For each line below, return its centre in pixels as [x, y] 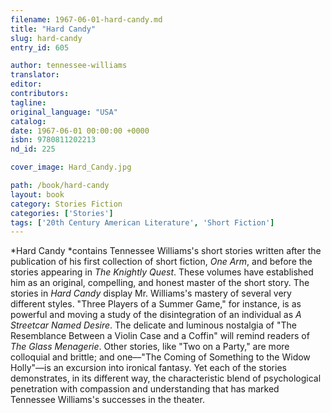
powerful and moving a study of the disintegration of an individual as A [156, 315]
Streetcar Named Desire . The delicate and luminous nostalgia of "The [153, 325]
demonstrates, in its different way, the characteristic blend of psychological [166, 378]
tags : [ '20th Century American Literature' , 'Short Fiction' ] [142, 222]
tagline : [28, 102]
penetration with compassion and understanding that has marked [145, 389]
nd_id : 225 [33, 149]
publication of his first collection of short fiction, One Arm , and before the [161, 262]
